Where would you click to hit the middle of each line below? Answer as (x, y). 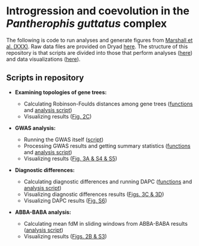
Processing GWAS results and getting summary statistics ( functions (107, 146)
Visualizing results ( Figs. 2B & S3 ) (65, 236)
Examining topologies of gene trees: (61, 92)
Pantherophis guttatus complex (87, 24)
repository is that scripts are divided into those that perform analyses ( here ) (99, 52)
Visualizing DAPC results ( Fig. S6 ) (65, 200)
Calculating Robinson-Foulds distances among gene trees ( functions (108, 104)
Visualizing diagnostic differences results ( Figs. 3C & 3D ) (94, 194)
